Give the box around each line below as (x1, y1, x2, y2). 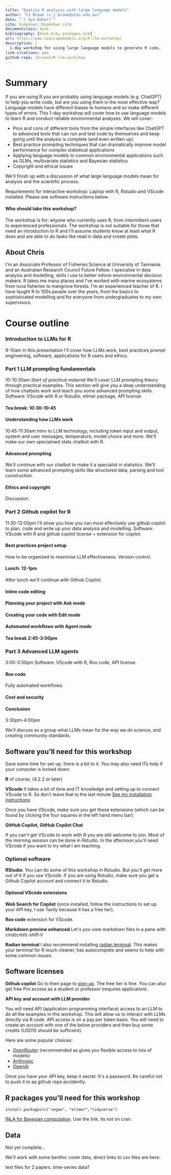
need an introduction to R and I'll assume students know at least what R (5, 228, 156, 234)
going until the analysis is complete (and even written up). (12, 136, 135, 142)
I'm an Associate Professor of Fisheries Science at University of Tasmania (5, 261, 161, 268)
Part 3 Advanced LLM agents (5, 647, 79, 655)
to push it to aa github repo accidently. (5, 1079, 86, 1085)
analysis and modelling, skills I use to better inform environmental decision (5, 272, 162, 279)
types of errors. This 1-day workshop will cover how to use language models (5, 110, 166, 116)
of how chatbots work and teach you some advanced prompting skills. (5, 388, 153, 394)
